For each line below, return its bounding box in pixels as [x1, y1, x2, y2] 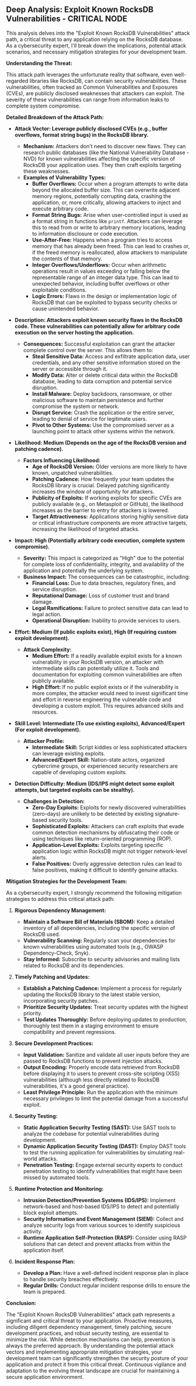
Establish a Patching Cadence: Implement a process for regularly [23, 985, 183, 992]
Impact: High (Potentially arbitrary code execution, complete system [14, 537, 185, 544]
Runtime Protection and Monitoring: [14, 1185, 104, 1192]
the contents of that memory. [32, 255, 102, 262]
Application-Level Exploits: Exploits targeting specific [32, 841, 164, 848]
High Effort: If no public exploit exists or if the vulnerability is [32, 683, 179, 690]
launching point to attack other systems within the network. [32, 427, 176, 434]
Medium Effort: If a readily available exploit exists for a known [32, 652, 183, 659]
